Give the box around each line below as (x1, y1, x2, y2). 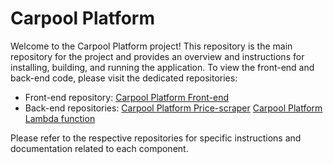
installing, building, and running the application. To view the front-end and (10, 61, 315, 73)
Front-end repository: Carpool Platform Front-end (24, 91, 230, 103)
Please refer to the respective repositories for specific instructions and (10, 132, 302, 144)
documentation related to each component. (10, 142, 189, 154)
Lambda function (24, 112, 96, 124)
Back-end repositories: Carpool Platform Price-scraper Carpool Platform (24, 102, 323, 114)
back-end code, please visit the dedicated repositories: (10, 72, 238, 84)
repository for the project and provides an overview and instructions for (10, 50, 305, 62)
